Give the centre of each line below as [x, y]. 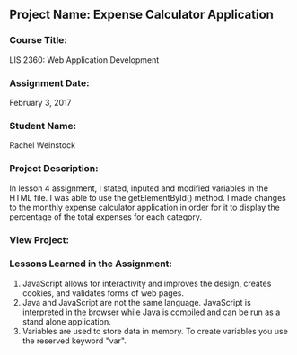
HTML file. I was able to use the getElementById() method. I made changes [148, 197]
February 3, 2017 [40, 102]
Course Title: [38, 40]
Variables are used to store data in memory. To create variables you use [155, 331]
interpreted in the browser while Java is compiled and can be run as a [151, 312]
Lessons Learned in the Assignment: [91, 264]
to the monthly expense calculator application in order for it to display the [144, 207]
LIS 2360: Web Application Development [84, 60]
